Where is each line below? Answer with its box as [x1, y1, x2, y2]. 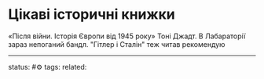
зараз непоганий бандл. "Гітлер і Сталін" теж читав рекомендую [8, 39, 225, 48]
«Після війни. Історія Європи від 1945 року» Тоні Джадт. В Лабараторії [8, 31, 246, 41]
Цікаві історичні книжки [8, 5, 175, 23]
